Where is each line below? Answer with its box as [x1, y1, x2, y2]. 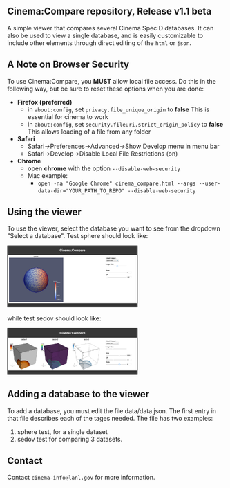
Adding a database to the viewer [7, 388, 150, 400]
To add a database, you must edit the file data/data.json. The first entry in [7, 406, 216, 415]
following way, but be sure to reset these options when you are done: [7, 84, 204, 93]
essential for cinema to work [27, 112, 108, 120]
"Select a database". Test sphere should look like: [7, 232, 148, 240]
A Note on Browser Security [7, 59, 130, 71]
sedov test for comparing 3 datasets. [17, 435, 123, 443]
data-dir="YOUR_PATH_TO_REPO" [37, 187, 125, 195]
